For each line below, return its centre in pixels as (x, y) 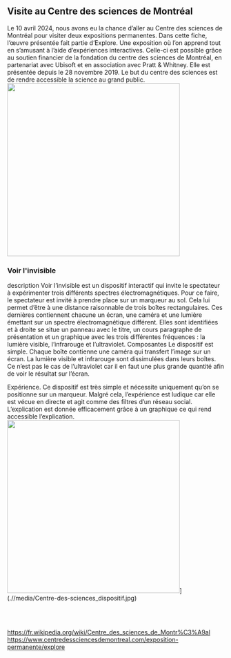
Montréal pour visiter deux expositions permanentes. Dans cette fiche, (107, 35)
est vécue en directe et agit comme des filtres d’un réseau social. (100, 402)
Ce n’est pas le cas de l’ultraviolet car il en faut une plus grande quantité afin (116, 367)
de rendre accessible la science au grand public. (76, 80)
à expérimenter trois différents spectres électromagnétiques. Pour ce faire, (113, 293)
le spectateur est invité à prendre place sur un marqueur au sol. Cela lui (109, 300)
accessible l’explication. (41, 417)
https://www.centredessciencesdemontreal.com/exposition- (93, 640)
